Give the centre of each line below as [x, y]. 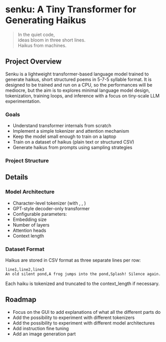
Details [17, 177]
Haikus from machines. [42, 45]
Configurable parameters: [40, 214]
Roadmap [21, 300]
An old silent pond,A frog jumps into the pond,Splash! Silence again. [83, 274]
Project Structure [27, 160]
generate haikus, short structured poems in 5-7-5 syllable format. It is [78, 79]
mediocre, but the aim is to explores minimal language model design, [78, 90]
